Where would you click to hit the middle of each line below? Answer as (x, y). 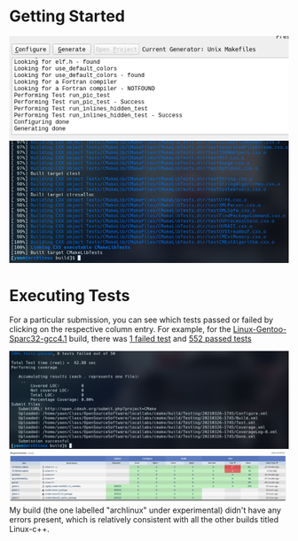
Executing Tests (70, 295)
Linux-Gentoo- (259, 329)
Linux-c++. (30, 529)
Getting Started (67, 16)
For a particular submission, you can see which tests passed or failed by (141, 320)
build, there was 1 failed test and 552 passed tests (160, 339)
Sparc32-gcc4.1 (38, 339)
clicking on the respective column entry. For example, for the (120, 329)
